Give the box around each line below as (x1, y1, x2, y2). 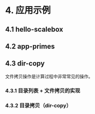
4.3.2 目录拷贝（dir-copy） (5, 102, 71, 109)
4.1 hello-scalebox (5, 25, 63, 33)
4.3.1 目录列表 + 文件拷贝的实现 (5, 87, 80, 94)
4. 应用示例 (5, 5, 51, 16)
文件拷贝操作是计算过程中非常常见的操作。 (5, 73, 93, 79)
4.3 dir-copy (5, 59, 45, 68)
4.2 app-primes (5, 42, 55, 50)
